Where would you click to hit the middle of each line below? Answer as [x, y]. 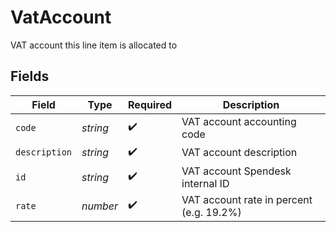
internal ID [205, 183]
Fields [30, 76]
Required [150, 104]
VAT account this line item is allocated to [94, 45]
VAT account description [239, 153]
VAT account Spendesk [236, 171]
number [100, 206]
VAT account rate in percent [247, 199]
